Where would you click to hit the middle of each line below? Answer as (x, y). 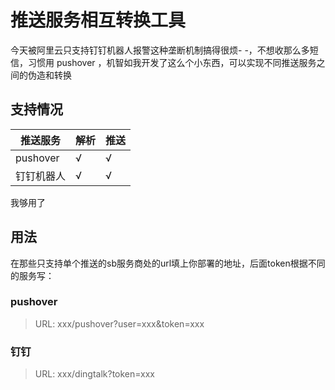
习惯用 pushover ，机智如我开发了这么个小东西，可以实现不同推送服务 (172, 62)
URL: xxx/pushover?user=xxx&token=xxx (119, 323)
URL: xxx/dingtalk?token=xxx (95, 374)
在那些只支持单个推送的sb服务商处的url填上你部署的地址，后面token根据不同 (168, 263)
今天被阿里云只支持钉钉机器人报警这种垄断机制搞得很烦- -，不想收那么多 (160, 50)
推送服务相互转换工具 (98, 20)
